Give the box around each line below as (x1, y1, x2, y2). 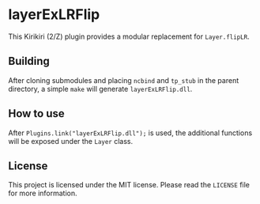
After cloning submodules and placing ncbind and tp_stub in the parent (8, 75, 239, 85)
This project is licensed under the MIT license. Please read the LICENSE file (8, 180, 251, 190)
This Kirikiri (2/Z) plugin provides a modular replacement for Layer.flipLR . (8, 32, 251, 41)
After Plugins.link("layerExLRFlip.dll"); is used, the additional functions (8, 128, 253, 138)
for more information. (8, 188, 77, 198)
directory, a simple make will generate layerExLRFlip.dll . (8, 84, 193, 93)
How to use (8, 107, 65, 120)
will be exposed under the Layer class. (8, 136, 134, 145)
